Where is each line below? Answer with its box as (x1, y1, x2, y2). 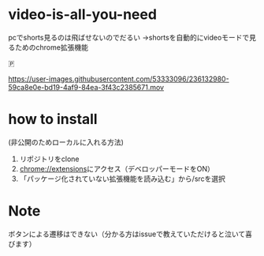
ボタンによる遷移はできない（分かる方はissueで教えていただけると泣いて (8, 229, 246, 239)
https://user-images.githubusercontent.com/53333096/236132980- (8, 73, 230, 84)
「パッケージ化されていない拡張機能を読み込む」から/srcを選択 (19, 174, 226, 183)
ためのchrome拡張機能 (14, 42, 89, 52)
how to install (8, 111, 98, 128)
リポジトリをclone (19, 154, 80, 164)
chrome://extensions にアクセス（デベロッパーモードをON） (19, 164, 215, 173)
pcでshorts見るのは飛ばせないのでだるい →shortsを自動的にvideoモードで (8, 32, 250, 42)
